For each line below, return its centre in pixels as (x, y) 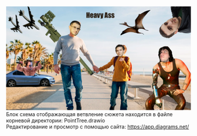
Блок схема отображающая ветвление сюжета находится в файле (89, 114)
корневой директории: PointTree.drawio (56, 120)
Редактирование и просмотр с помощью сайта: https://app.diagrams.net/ (98, 127)
